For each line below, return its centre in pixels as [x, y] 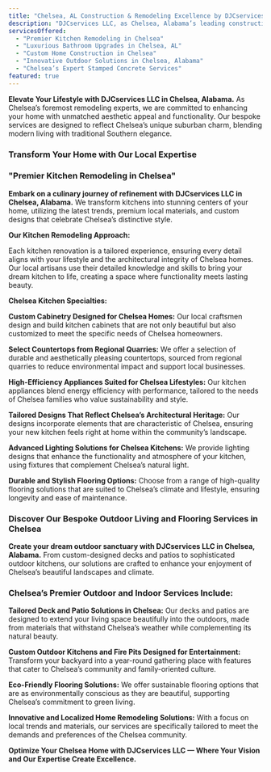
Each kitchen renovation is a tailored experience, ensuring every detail [125, 251]
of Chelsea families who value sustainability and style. [98, 399]
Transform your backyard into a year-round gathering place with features [130, 660]
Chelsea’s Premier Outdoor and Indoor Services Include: [121, 593]
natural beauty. [33, 636]
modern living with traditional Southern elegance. [90, 133]
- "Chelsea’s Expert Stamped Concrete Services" [99, 69]
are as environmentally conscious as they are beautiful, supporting [119, 694]
